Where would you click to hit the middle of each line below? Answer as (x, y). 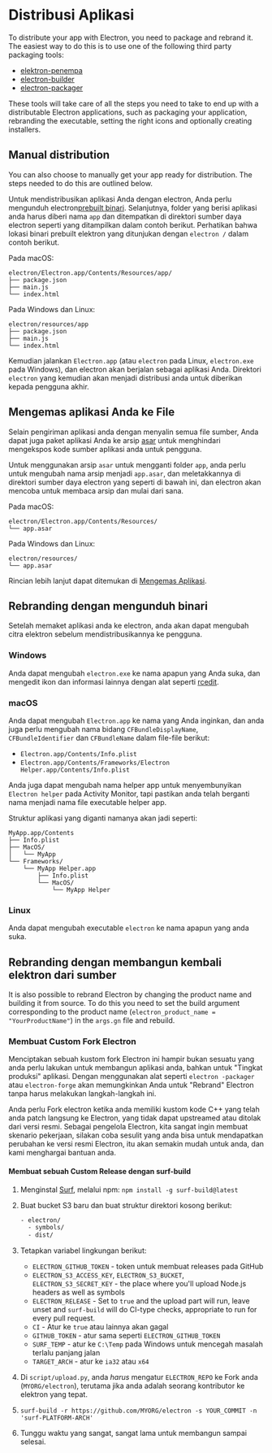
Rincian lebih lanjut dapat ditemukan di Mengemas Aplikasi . (108, 581)
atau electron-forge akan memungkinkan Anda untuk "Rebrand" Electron (131, 1085)
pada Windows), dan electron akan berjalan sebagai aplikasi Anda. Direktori (135, 369)
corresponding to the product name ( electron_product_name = (112, 1012)
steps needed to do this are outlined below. (80, 183)
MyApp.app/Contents (41, 833)
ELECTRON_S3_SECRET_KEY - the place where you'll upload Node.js (139, 1284)
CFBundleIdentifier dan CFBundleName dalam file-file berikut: (109, 737)
